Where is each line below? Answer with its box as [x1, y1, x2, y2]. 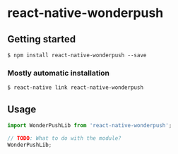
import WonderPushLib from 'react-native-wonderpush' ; [7, 122, 172, 129]
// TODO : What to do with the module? [7, 134, 121, 142]
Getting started [7, 33, 76, 45]
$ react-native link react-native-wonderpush [7, 84, 143, 91]
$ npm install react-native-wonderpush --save [7, 52, 147, 59]
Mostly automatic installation [7, 68, 110, 78]
